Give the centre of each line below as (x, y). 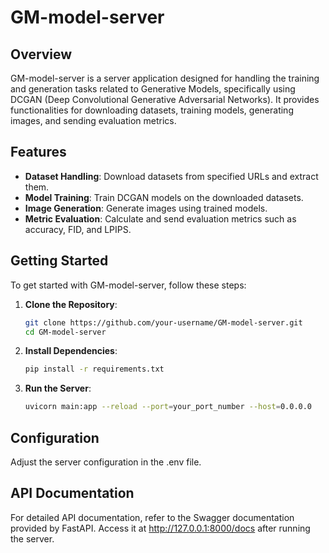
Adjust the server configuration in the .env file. (106, 462)
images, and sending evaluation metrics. (93, 120)
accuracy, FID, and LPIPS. (78, 229)
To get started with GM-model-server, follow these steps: (128, 285)
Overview (41, 54)
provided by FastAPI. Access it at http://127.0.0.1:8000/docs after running (160, 528)
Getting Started (59, 261)
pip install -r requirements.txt (94, 369)
